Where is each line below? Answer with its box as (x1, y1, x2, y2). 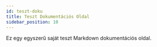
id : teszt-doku (6, 8, 43, 14)
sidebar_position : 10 (6, 19, 59, 25)
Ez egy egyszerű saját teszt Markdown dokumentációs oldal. (6, 35, 152, 42)
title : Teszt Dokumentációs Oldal (6, 14, 90, 19)
